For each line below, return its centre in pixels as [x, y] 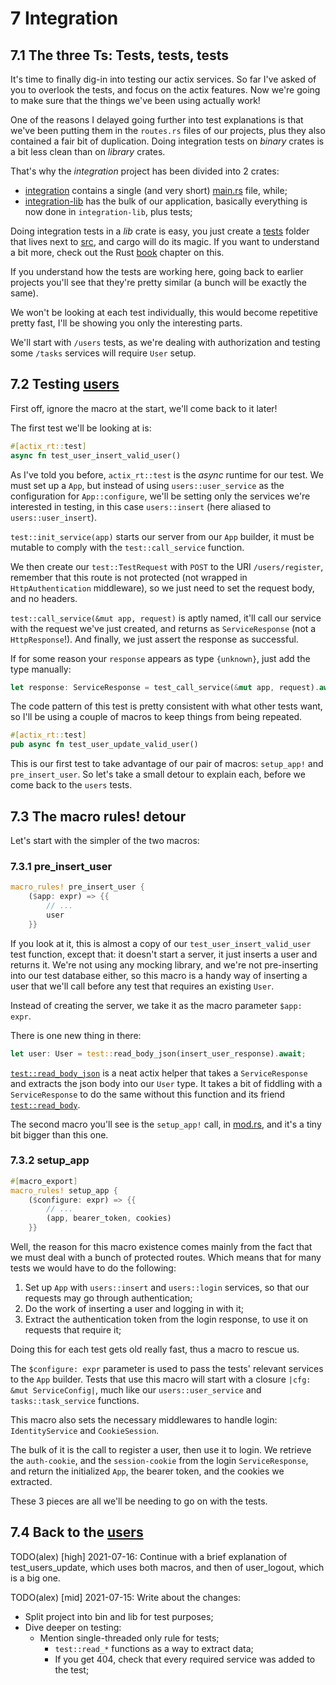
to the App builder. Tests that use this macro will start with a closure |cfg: [161, 1379]
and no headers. [44, 598]
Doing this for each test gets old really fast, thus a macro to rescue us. [155, 1349]
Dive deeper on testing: [73, 1627]
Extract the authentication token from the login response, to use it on [166, 1319]
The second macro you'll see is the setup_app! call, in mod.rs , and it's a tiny [166, 1124]
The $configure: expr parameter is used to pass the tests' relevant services [167, 1369]
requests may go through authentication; [108, 1298]
